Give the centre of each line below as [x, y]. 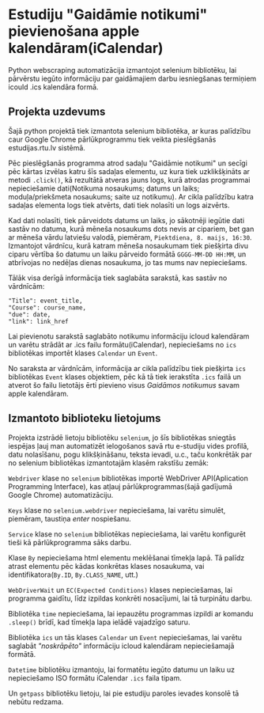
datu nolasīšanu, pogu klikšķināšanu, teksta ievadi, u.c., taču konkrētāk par [130, 454]
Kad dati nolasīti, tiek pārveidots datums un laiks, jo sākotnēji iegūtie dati [126, 220]
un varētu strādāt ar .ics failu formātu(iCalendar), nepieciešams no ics [123, 344]
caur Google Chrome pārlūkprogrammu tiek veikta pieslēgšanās [112, 139]
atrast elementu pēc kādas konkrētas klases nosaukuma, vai [106, 566]
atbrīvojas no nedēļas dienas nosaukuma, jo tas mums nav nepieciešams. [128, 262]
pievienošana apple [74, 31]
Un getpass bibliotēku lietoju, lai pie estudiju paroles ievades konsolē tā [124, 693]
